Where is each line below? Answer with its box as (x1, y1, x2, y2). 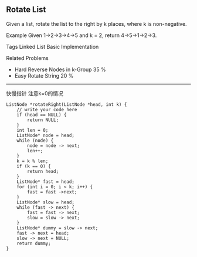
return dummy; (16, 241, 51, 246)
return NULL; (27, 117, 59, 123)
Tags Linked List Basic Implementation (6, 43, 99, 50)
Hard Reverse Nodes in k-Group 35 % (14, 66, 107, 73)
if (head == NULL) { (16, 112, 67, 118)
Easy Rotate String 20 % (14, 72, 74, 79)
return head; (27, 168, 59, 174)
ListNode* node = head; (16, 132, 75, 138)
